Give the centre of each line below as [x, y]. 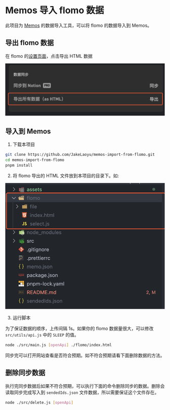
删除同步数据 [25, 373]
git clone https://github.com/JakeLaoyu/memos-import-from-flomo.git [80, 155]
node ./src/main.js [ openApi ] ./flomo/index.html [59, 345]
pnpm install [19, 165]
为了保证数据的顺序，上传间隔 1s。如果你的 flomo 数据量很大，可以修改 [79, 328]
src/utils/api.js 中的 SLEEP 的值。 [42, 335]
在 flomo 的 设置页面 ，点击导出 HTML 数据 [49, 56]
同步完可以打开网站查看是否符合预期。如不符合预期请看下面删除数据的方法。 [85, 355]
